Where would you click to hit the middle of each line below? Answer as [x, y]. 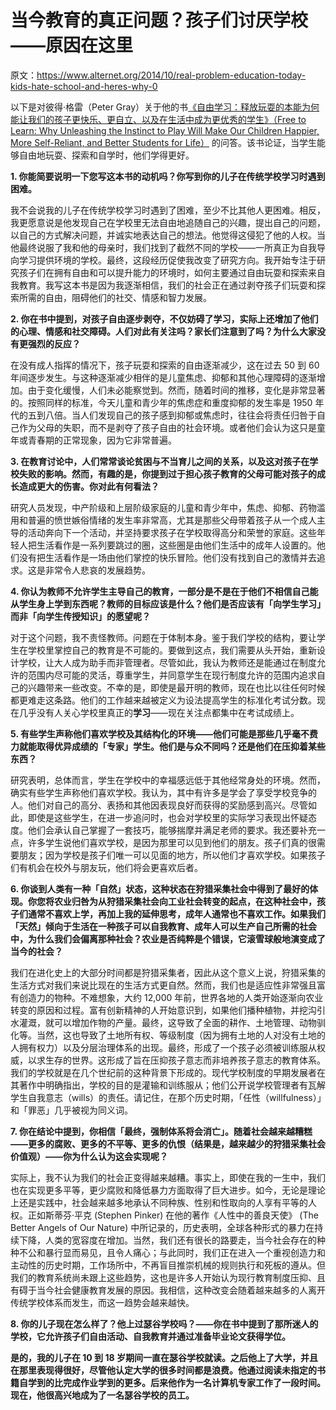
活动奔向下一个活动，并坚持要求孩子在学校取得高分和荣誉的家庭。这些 [172, 532]
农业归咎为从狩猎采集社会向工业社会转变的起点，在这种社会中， [185, 901]
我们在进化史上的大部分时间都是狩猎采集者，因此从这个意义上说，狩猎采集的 [168, 972]
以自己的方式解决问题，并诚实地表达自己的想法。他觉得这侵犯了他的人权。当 [168, 235]
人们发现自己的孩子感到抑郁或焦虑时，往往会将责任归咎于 [198, 415]
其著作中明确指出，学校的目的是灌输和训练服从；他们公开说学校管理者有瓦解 [168, 1085]
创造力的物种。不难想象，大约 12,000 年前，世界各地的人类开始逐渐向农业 [171, 997]
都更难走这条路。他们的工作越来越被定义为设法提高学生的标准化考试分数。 [163, 700]
